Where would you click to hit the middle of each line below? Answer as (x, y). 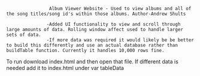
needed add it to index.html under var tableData (65, 68)
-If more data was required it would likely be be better (120, 40)
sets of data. (24, 35)
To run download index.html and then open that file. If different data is (92, 62)
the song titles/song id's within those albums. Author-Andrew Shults (96, 14)
